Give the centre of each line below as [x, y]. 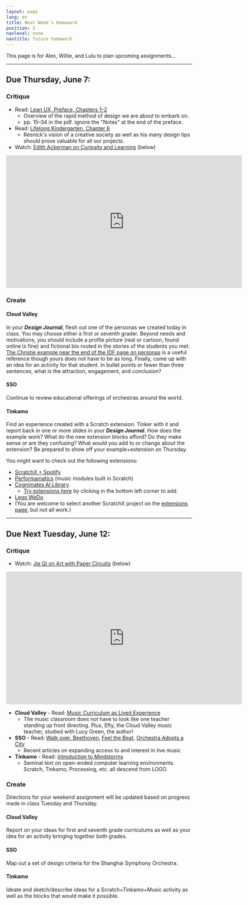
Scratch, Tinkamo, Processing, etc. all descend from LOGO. [95, 769]
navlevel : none [25, 34]
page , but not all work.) [43, 510]
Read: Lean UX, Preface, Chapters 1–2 [61, 109]
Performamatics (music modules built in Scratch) [74, 479]
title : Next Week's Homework [42, 22]
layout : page [22, 11]
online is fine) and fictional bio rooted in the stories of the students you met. [98, 346]
